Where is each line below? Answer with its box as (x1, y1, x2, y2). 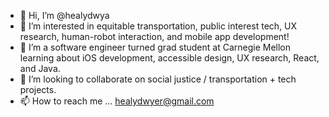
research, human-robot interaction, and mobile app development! (19, 31, 290, 42)
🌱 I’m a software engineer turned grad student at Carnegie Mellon (19, 41, 291, 53)
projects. (19, 84, 57, 95)
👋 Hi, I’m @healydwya (19, 10, 110, 21)
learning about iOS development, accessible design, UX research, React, (19, 52, 320, 64)
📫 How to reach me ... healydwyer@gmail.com (19, 95, 215, 107)
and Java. (19, 63, 61, 74)
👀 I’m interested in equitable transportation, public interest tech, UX (19, 20, 298, 32)
